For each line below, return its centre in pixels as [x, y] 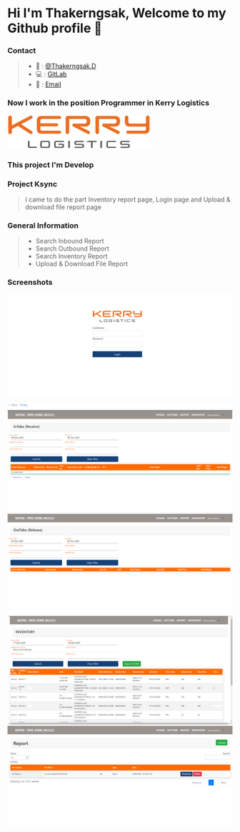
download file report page [63, 207]
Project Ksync [32, 184]
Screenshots [30, 282]
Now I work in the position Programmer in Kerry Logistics [108, 103]
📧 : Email [49, 84]
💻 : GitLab [51, 74]
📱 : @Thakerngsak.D [66, 66]
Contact [22, 51]
